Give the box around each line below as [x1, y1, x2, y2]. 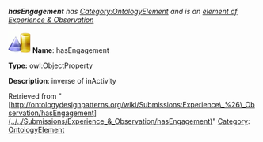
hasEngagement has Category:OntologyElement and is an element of [8, 7, 238, 16]
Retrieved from [8, 92, 57, 101]
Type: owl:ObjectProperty [8, 61, 93, 70]
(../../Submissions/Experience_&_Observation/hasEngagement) [8, 117, 213, 125]
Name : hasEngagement [32, 46, 109, 54]
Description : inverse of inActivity [8, 77, 116, 85]
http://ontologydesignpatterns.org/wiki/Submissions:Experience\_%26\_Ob [10, 100, 255, 109]
